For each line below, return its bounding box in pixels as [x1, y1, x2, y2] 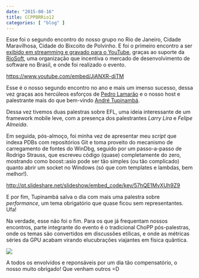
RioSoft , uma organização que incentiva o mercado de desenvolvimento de [6, 55, 190, 62]
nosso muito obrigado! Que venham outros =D [6, 266, 120, 273]
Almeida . [6, 121, 28, 128]
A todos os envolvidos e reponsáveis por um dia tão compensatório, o [6, 259, 178, 266]
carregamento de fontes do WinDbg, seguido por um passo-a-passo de [6, 145, 182, 152]
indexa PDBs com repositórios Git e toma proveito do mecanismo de [6, 139, 173, 146]
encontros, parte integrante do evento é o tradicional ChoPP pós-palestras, [6, 224, 190, 231]
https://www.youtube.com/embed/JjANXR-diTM [6, 72, 124, 80]
